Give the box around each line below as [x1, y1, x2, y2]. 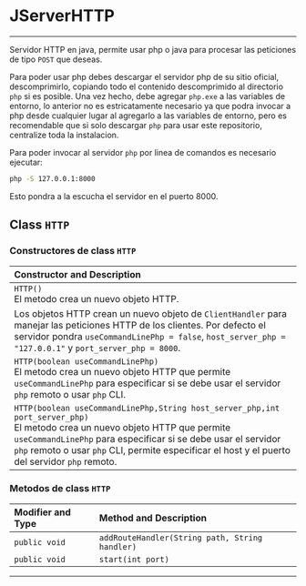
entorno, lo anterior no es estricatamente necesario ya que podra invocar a [9, 100, 291, 111]
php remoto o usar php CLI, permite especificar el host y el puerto [14, 443, 291, 456]
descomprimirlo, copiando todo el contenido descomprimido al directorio [9, 81, 284, 92]
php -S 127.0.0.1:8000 [9, 174, 96, 183]
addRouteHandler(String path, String [98, 532, 263, 542]
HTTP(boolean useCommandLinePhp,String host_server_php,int [14, 402, 280, 413]
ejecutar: [9, 157, 43, 167]
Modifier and [14, 506, 71, 519]
